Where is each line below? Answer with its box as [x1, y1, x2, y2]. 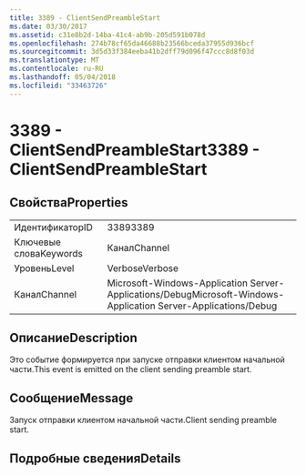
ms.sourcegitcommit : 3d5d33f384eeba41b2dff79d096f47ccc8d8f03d [9, 47, 255, 56]
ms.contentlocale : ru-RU [9, 65, 104, 74]
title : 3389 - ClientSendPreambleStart [9, 13, 161, 23]
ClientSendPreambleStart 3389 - [9, 139, 260, 160]
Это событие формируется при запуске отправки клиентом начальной [9, 354, 285, 365]
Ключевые [14, 236, 61, 248]
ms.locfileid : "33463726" [9, 81, 107, 90]
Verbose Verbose [107, 261, 179, 274]
